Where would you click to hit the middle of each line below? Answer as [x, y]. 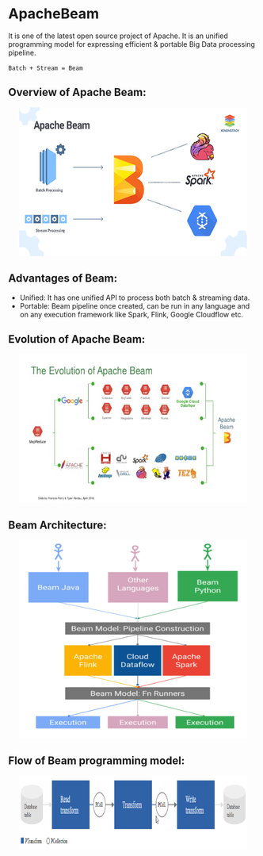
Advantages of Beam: [63, 278]
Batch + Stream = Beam [46, 68]
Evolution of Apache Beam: [77, 339]
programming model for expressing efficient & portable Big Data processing [132, 44]
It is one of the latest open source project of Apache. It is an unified [118, 36]
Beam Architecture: [57, 525]
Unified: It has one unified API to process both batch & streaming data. [135, 297]
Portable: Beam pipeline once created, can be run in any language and [135, 305]
